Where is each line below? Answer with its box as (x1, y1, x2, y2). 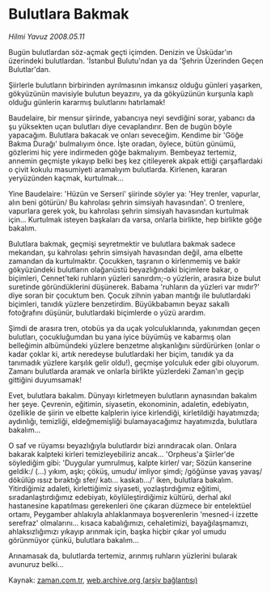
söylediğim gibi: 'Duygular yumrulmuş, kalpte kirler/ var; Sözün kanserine (8, 458, 252, 468)
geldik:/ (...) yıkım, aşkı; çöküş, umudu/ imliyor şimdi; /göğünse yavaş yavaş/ (8, 466, 263, 476)
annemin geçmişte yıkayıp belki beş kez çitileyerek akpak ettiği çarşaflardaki (8, 155, 263, 166)
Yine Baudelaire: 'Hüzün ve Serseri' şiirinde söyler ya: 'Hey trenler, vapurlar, (8, 188, 261, 198)
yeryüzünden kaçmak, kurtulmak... (8, 173, 124, 183)
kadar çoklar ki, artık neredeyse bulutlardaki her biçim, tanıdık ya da (8, 349, 235, 358)
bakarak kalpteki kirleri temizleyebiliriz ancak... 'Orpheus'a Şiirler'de (8, 449, 235, 459)
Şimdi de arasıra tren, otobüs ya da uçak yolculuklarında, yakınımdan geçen (8, 323, 260, 333)
